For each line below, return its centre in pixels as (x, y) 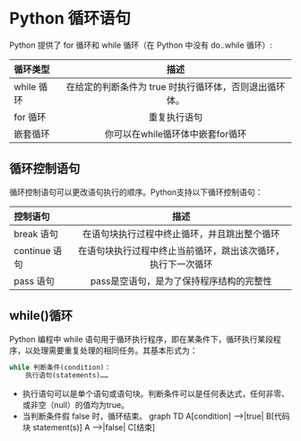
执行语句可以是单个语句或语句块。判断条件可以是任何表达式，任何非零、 (155, 394)
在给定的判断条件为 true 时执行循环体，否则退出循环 (176, 86)
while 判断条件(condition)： (60, 367)
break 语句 (36, 234)
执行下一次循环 (181, 264)
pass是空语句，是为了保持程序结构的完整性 (181, 281)
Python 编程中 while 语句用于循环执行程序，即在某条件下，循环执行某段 (142, 339)
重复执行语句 (176, 117)
